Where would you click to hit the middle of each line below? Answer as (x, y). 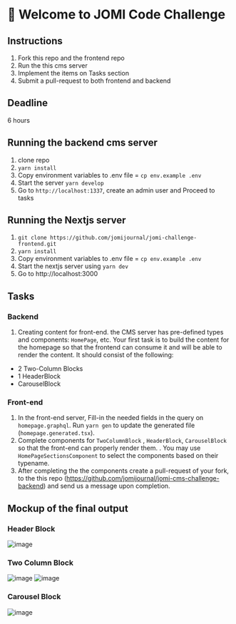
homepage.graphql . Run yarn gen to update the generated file (106, 425)
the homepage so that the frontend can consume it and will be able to (120, 347)
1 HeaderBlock (39, 377)
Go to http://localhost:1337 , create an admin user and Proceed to (116, 190)
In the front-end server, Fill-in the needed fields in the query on (111, 418)
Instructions (35, 41)
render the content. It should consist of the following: (96, 355)
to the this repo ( (42, 479)
